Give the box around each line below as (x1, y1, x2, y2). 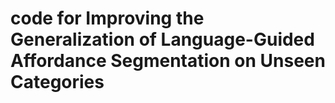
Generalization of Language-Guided (10, 28, 315, 51)
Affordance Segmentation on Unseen (10, 50, 326, 72)
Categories (10, 71, 105, 94)
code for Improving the (10, 7, 205, 30)
